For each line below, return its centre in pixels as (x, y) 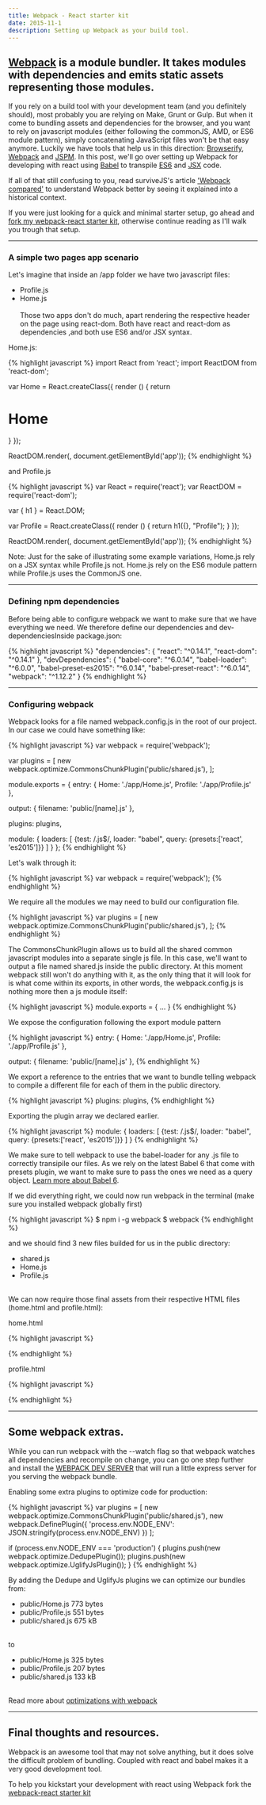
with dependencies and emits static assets (116, 75)
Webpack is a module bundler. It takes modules (127, 62)
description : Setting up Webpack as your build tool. (99, 30)
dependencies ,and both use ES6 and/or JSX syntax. (106, 332)
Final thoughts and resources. (84, 1733)
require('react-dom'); (43, 495)
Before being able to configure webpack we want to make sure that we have (133, 618)
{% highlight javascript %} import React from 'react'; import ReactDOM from (133, 363)
